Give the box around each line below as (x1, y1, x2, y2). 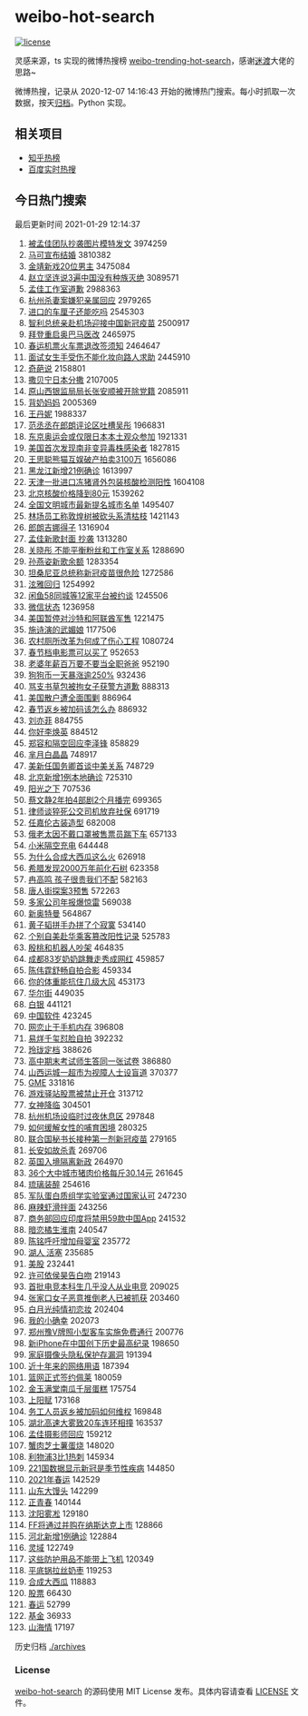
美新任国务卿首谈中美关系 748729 (27, 760, 155, 771)
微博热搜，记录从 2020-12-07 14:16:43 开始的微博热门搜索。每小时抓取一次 (14, 85, 296, 96)
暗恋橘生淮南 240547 (27, 1224, 108, 1235)
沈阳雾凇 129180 (27, 1508, 89, 1519)
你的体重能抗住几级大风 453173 (27, 976, 146, 987)
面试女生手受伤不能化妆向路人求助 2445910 (27, 352, 191, 362)
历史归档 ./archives (14, 1641, 86, 1652)
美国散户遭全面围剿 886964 (27, 692, 132, 703)
